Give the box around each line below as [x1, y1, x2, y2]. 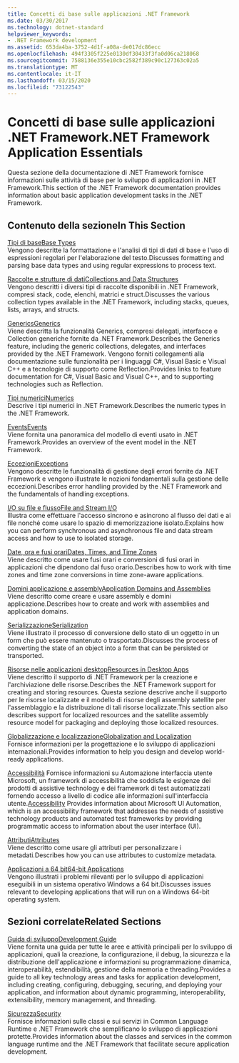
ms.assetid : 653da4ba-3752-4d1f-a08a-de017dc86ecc [7, 44, 161, 51]
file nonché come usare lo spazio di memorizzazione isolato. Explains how [7, 519, 224, 527]
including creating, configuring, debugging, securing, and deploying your [7, 980, 223, 989]
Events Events [7, 423, 48, 431]
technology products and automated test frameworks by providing [7, 814, 203, 822]
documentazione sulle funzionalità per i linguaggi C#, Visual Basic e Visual [7, 357, 226, 365]
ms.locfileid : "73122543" [7, 84, 84, 91]
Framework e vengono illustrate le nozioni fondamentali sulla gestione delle [7, 474, 229, 483]
